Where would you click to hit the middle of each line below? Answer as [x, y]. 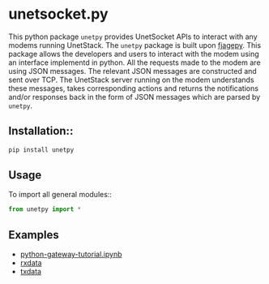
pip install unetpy [41, 150]
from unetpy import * [45, 209]
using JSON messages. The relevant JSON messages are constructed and [132, 71]
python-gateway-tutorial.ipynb [71, 254]
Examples [34, 235]
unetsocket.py [58, 14]
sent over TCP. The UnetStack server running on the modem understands [131, 80]
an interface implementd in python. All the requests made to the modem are [134, 62]
